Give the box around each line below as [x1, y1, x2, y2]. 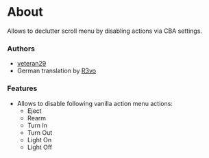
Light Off [27, 143, 53, 151]
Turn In [27, 121, 48, 129]
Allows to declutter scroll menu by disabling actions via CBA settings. [7, 27, 203, 35]
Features [7, 83, 38, 93]
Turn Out [27, 128, 53, 137]
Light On [27, 135, 52, 144]
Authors [7, 44, 36, 53]
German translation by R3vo [16, 66, 97, 75]
